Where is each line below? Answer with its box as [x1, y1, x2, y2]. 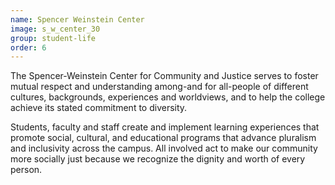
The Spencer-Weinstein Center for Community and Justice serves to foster [10, 70, 319, 82]
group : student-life [10, 33, 97, 43]
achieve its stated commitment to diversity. [10, 102, 188, 114]
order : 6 [10, 42, 47, 53]
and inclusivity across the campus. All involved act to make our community [10, 142, 318, 155]
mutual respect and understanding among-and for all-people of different [10, 81, 309, 93]
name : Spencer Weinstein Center [10, 14, 145, 25]
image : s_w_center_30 [10, 24, 101, 34]
